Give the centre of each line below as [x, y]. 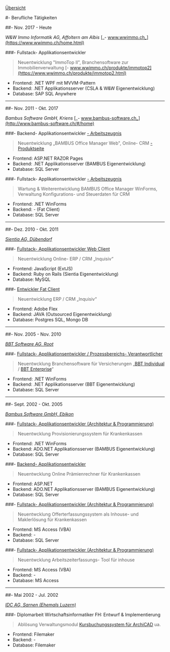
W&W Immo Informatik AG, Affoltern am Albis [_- [56, 37]
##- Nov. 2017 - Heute [29, 27]
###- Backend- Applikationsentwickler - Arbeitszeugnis [63, 133]
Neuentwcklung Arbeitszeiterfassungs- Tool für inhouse [76, 560]
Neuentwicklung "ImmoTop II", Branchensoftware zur [73, 62]
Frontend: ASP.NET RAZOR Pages [48, 158]
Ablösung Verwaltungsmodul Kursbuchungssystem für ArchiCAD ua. [89, 624]
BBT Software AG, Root [30, 344]
